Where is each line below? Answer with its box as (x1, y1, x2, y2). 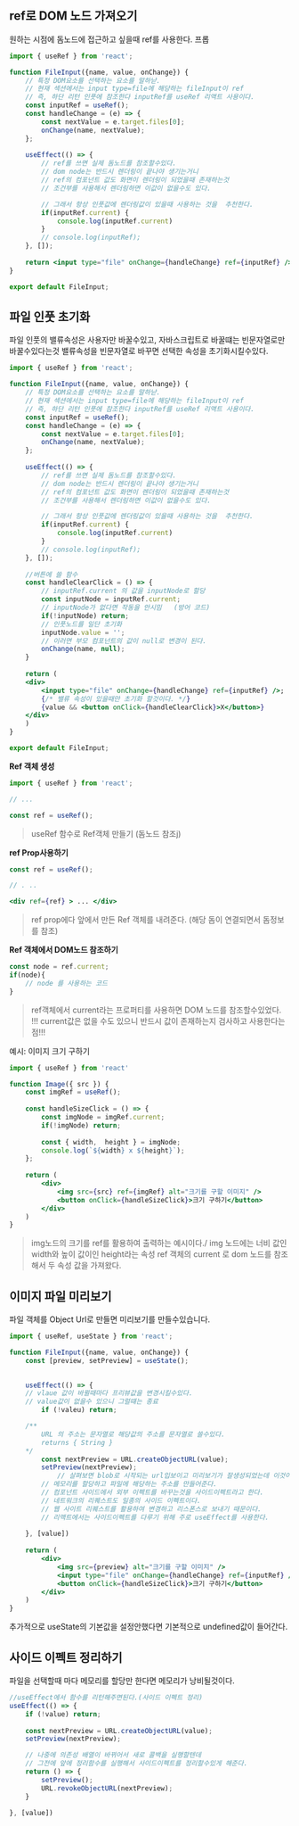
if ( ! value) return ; (25, 1709, 101, 1719)
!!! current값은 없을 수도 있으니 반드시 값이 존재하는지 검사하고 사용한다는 (30, 1015, 286, 1026)
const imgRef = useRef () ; (25, 1087, 122, 1097)
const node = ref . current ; (9, 963, 109, 971)
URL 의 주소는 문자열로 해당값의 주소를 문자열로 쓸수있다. (41, 1430, 225, 1439)
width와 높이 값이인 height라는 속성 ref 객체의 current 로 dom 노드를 (30, 1249, 272, 1260)
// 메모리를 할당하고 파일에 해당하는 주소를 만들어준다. (41, 1480, 218, 1489)
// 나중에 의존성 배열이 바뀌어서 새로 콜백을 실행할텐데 (25, 1751, 202, 1760)
